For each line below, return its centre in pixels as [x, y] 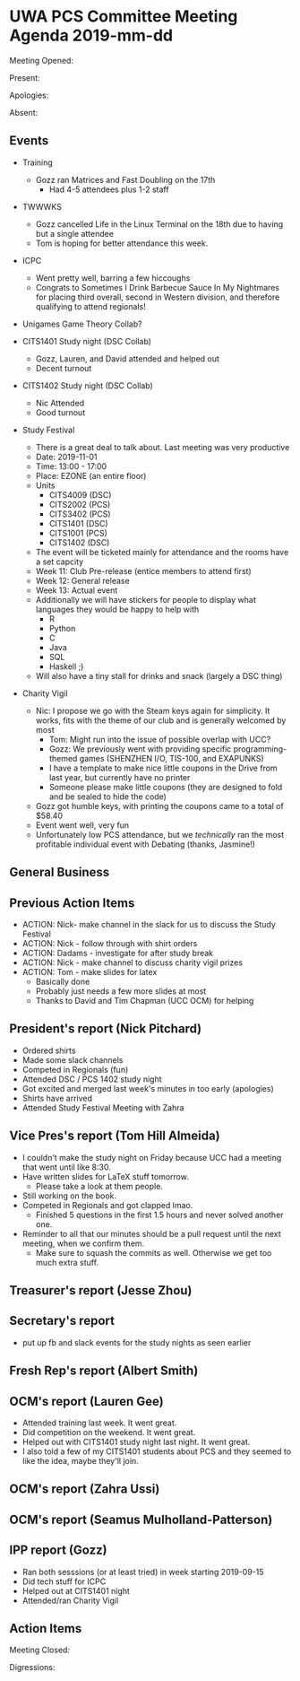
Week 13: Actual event [77, 590]
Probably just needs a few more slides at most [121, 991]
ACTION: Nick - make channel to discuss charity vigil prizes [133, 962]
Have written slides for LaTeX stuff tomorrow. [106, 1176]
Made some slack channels [73, 1059]
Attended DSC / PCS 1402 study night [92, 1079]
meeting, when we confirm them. [83, 1243]
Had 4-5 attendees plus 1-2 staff [109, 189]
